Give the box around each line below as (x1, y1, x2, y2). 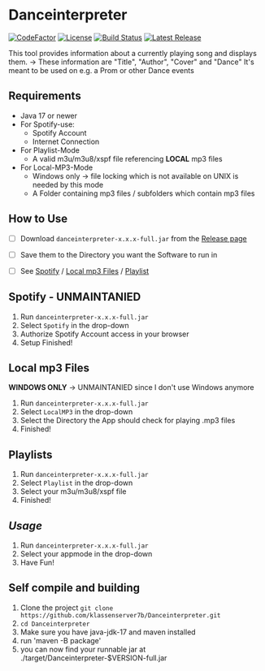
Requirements (8, 89, 81, 103)
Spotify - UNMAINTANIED (8, 290, 141, 304)
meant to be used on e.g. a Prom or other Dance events (8, 65, 195, 75)
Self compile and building (8, 581, 141, 595)
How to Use (8, 212, 68, 226)
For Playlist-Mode (20, 145, 80, 155)
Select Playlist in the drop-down (20, 478, 133, 488)
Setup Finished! (20, 337, 73, 347)
